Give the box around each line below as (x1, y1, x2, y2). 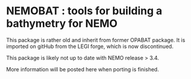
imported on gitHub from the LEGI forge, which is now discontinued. (6, 43, 174, 50)
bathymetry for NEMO (6, 17, 118, 30)
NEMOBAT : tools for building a (6, 4, 162, 18)
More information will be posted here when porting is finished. (6, 65, 159, 72)
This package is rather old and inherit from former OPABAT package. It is (6, 36, 186, 43)
